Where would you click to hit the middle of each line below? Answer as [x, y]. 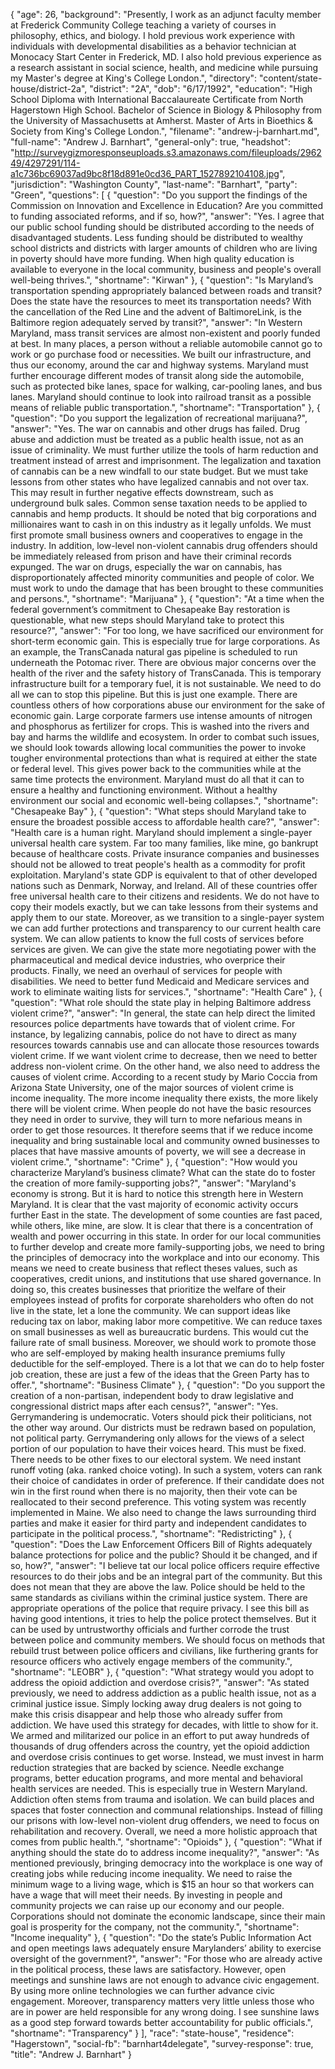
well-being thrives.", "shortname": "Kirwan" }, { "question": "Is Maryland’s [162, 280]
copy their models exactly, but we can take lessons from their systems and [164, 907]
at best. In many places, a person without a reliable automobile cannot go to [166, 343]
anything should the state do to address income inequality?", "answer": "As [165, 1852]
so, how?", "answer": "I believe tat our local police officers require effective [165, 1565]
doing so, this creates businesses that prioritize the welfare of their [148, 1289]
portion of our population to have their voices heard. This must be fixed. [158, 1448]
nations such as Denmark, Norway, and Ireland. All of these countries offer [164, 885]
